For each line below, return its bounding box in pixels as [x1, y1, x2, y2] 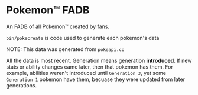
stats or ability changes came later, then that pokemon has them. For [6, 63, 173, 70]
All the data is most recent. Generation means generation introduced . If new [6, 57, 192, 64]
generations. [6, 82, 37, 89]
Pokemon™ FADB [6, 4, 90, 17]
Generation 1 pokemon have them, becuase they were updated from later [6, 76, 185, 83]
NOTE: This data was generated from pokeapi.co [6, 45, 125, 53]
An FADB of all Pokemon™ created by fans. [6, 23, 109, 30]
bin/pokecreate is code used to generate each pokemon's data [6, 34, 160, 41]
